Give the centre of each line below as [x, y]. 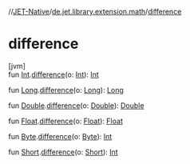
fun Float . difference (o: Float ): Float [66, 121]
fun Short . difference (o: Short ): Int [63, 152]
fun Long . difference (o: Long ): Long [66, 90]
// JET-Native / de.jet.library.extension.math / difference [95, 12]
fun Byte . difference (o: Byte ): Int [60, 136]
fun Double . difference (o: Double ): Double [76, 105]
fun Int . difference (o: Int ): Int [54, 74]
